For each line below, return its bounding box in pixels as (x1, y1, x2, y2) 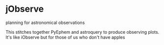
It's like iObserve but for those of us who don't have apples (5, 34, 125, 40)
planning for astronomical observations (5, 20, 85, 25)
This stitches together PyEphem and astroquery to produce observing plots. (5, 29, 160, 35)
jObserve (5, 3, 44, 15)
